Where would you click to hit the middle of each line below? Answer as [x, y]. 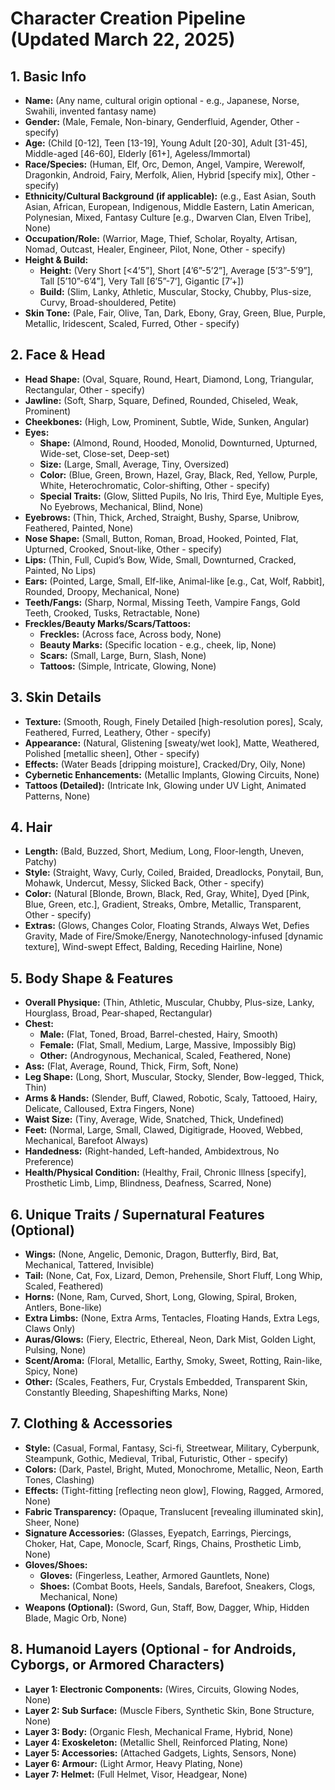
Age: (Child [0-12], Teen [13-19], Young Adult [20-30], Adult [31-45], [166, 143]
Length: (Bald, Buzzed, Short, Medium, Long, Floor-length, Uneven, [164, 851]
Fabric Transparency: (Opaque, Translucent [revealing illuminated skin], [174, 1511]
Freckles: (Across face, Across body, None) [130, 634]
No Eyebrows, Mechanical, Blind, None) [121, 506]
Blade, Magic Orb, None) [76, 1618]
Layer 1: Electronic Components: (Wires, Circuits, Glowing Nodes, [162, 1689]
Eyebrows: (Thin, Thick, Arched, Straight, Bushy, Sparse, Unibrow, [162, 517]
